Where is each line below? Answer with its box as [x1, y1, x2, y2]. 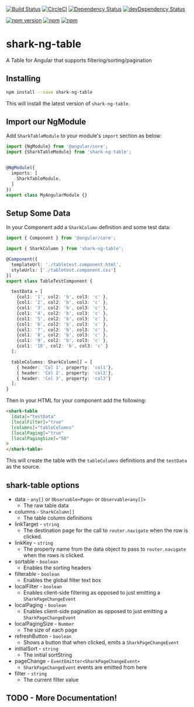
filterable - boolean [14, 570, 60, 577]
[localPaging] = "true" [11, 430, 64, 436]
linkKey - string [14, 539, 54, 546]
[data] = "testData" [11, 414, 57, 419]
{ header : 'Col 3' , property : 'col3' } [16, 375, 111, 381]
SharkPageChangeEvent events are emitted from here [23, 664, 147, 671]
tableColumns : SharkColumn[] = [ [11, 359, 93, 365]
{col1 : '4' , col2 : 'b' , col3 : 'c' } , [16, 310, 109, 316]
